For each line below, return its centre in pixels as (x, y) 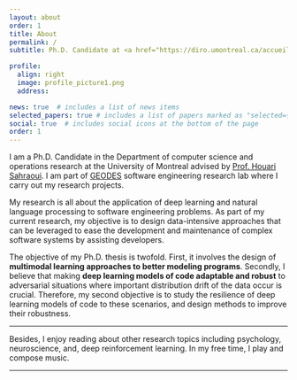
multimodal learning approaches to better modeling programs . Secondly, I (147, 267)
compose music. (39, 358)
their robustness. (40, 314)
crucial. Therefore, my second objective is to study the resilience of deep (142, 295)
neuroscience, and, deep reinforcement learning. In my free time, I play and (147, 349)
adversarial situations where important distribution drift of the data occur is (146, 285)
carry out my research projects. (67, 185)
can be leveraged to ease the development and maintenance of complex (141, 230)
